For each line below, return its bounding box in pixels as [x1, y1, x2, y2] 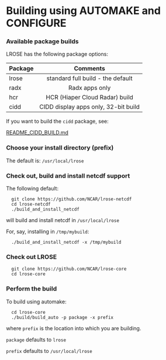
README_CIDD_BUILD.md [6, 129, 69, 136]
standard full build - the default [46, 74, 133, 82]
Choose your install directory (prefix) [6, 144, 114, 152]
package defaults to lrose [6, 336, 66, 343]
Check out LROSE [6, 253, 57, 261]
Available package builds [6, 37, 79, 46]
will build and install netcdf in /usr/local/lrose [6, 217, 120, 224]
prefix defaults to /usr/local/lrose [6, 347, 92, 354]
